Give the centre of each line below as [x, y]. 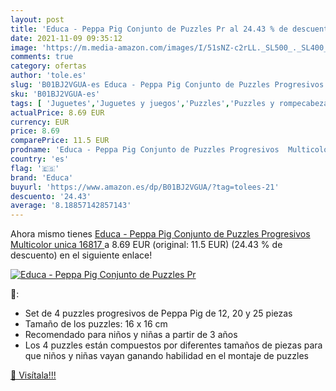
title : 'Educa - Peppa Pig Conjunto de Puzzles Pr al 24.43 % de [149, 29]
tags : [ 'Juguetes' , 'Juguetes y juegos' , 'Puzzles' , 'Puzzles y [142, 103]
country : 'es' [40, 159]
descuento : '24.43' [51, 196]
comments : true [42, 57]
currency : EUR [40, 122]
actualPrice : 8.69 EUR [57, 112]
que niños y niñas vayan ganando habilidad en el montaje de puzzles [166, 356]
